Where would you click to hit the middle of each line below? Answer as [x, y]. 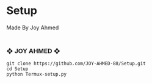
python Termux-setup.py [37, 74]
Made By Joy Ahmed [33, 27]
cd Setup [17, 69]
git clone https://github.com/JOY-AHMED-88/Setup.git [76, 64]
